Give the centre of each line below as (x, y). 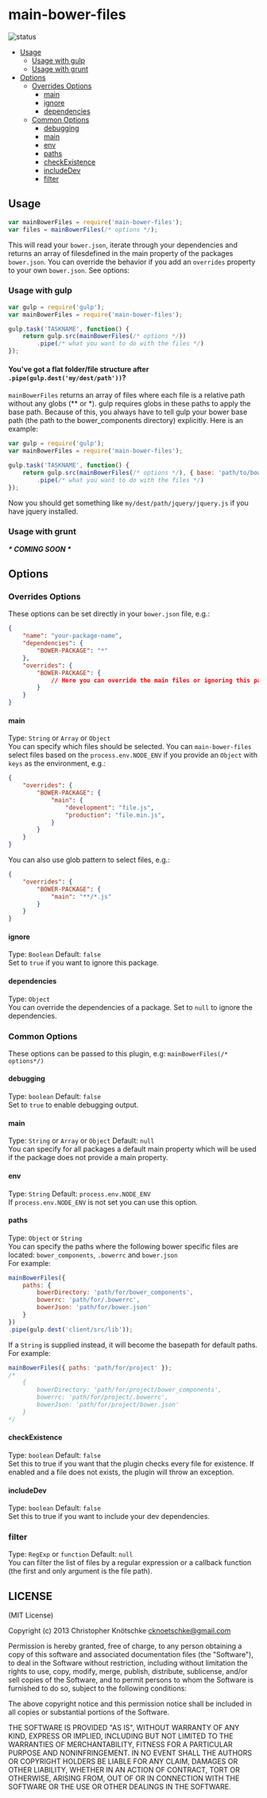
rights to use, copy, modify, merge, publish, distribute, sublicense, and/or (128, 1672)
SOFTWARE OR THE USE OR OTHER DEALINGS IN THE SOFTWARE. (120, 1787)
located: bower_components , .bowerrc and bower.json (93, 1255)
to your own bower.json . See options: (69, 270)
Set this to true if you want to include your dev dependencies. (109, 1516)
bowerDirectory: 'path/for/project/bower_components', (130, 1390)
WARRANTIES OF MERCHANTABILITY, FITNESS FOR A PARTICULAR (120, 1745)
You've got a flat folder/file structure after (79, 369)
